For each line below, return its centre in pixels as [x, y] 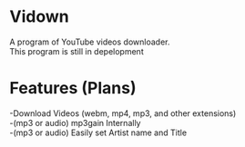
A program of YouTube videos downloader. [90, 42]
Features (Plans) [73, 88]
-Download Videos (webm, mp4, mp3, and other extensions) [123, 113]
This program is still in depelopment [77, 51]
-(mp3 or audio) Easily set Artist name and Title [98, 132]
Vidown [40, 17]
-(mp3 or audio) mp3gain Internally [75, 122]
